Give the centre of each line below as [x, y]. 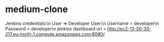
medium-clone [36, 9]
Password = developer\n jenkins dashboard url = [56, 28]
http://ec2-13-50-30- [130, 28]
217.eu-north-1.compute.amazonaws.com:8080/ [55, 34]
